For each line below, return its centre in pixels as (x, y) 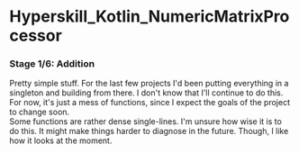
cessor (36, 36)
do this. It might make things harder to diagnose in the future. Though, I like (149, 131)
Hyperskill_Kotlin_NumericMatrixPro (149, 17)
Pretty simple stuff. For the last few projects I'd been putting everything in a (149, 84)
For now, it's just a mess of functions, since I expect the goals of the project (150, 103)
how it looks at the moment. (61, 140)
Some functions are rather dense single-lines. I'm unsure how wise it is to (145, 121)
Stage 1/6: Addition (52, 64)
